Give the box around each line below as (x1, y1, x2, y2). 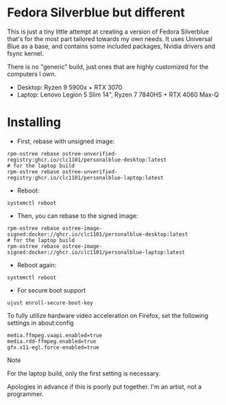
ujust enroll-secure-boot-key (7, 299, 94, 306)
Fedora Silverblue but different (7, 5, 186, 21)
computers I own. (7, 70, 57, 78)
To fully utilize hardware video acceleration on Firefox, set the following (7, 311, 209, 319)
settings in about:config (7, 319, 74, 327)
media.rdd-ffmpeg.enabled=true (7, 338, 97, 345)
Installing (7, 114, 62, 130)
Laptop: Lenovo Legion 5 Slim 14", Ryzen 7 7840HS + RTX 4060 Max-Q (16, 90, 219, 99)
